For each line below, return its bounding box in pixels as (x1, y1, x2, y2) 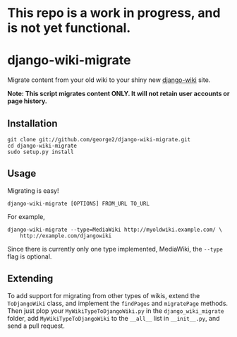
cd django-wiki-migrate (7, 142, 78, 149)
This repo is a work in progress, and (7, 5, 221, 21)
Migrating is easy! (7, 186, 59, 195)
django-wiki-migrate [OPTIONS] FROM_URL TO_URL (7, 200, 150, 207)
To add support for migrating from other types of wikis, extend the (7, 291, 200, 300)
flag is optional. (7, 252, 52, 261)
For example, (7, 212, 46, 220)
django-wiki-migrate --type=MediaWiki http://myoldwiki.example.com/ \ (7, 226, 222, 233)
